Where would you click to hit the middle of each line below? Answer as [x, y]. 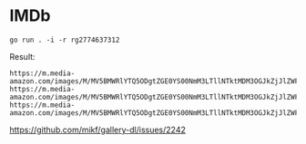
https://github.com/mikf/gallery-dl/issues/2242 [98, 130]
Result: [22, 56]
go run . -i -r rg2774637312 [65, 40]
